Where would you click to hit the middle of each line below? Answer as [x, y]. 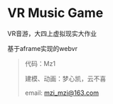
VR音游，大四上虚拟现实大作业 [52, 33]
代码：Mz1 [40, 63]
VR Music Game [55, 13]
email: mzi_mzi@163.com [62, 93]
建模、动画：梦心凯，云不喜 [65, 79]
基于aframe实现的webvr [43, 48]
